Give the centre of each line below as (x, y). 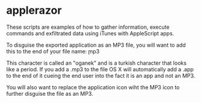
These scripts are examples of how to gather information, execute (88, 27)
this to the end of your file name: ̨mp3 (53, 51)
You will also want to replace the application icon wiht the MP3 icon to (93, 87)
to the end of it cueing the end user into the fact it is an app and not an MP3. (101, 75)
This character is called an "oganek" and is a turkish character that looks (96, 63)
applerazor (34, 10)
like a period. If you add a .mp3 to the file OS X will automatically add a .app (100, 69)
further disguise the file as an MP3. (50, 93)
